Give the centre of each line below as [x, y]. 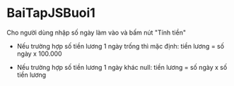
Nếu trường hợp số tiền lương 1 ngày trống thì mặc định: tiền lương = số [120, 46]
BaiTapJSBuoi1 [51, 13]
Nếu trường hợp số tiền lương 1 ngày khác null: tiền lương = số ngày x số [122, 67]
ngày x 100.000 [39, 54]
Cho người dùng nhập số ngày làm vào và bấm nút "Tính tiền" [96, 32]
